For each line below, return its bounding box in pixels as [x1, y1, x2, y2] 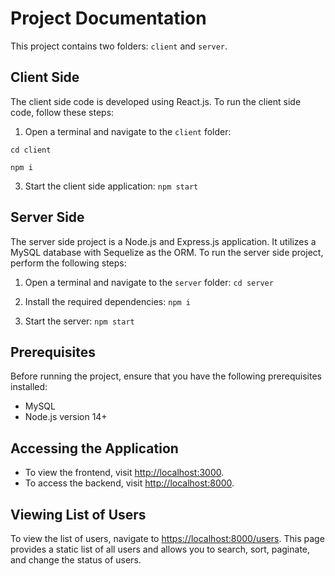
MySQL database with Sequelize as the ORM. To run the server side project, [10, 246, 324, 258]
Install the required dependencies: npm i [24, 295, 192, 307]
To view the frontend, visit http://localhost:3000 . [24, 467, 225, 479]
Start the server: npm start [24, 315, 135, 327]
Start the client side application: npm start [24, 180, 199, 192]
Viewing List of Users [10, 506, 147, 523]
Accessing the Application [10, 440, 179, 457]
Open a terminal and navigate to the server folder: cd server [24, 276, 274, 288]
